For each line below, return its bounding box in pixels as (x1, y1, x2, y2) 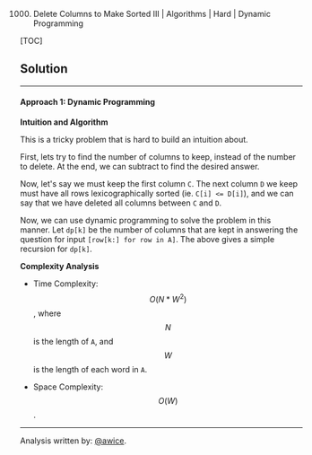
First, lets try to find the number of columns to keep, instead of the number (20, 152, 296, 162)
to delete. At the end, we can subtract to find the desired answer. (20, 162, 260, 172)
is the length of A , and (32, 336, 114, 346)
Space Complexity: (32, 381, 103, 392)
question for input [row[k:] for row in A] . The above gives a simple (20, 234, 275, 245)
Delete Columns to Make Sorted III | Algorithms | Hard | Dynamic (32, 9, 271, 19)
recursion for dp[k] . (20, 243, 93, 255)
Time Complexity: (32, 278, 99, 289)
